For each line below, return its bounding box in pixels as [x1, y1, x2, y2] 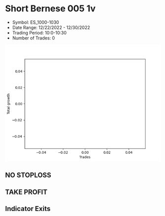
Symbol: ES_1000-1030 [12, 19, 59, 25]
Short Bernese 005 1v [5, 3, 96, 14]
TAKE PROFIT [5, 188, 48, 196]
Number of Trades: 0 [12, 35, 55, 41]
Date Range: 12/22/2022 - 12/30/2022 [12, 24, 90, 30]
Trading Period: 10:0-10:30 [12, 30, 67, 36]
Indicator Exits [5, 205, 51, 213]
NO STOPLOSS [5, 171, 51, 180]
